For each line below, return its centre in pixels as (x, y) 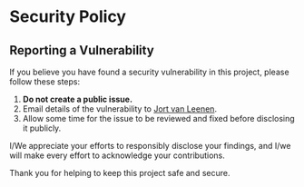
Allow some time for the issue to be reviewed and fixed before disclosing (158, 118)
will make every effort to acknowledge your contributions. (117, 155)
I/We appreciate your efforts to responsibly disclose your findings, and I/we (150, 146)
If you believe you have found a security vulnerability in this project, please (149, 72)
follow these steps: (44, 82)
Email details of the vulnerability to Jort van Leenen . (120, 109)
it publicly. (42, 128)
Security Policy (68, 17)
